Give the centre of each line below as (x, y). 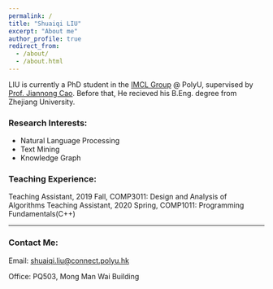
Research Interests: (48, 123)
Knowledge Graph (50, 158)
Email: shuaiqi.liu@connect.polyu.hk (69, 261)
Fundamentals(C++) (42, 214)
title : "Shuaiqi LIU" (45, 24)
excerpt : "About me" (43, 31)
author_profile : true (45, 39)
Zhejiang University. (42, 102)
